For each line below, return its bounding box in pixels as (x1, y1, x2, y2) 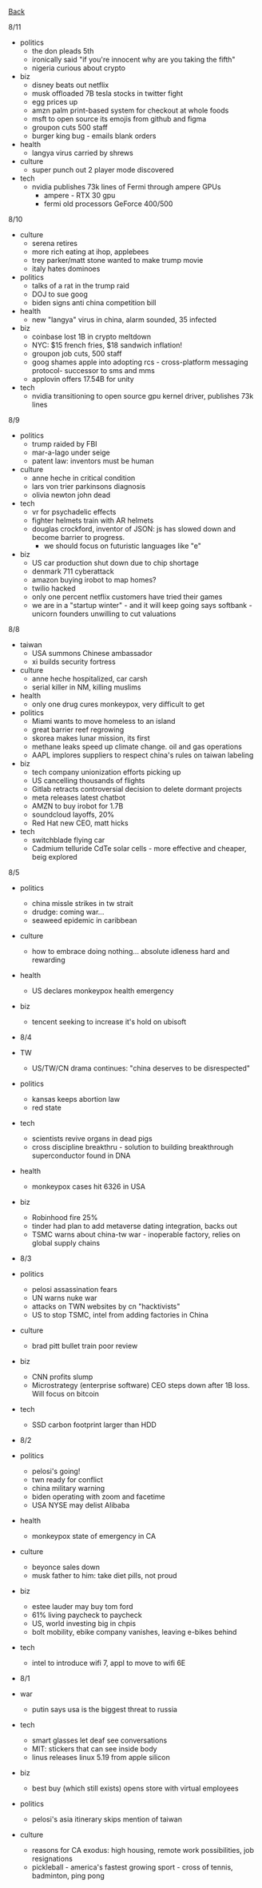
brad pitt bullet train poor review (31, 1341, 138, 1350)
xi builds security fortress (31, 657, 116, 666)
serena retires (31, 239, 78, 248)
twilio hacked (31, 583, 76, 593)
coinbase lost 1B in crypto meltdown (31, 332, 152, 341)
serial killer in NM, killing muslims (31, 682, 141, 692)
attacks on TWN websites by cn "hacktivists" (31, 1302, 181, 1311)
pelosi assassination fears (31, 1285, 117, 1294)
